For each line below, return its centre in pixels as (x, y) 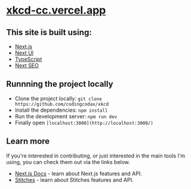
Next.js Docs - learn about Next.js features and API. (78, 174)
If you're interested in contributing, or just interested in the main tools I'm (96, 156)
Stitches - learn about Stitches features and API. (74, 179)
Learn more (28, 141)
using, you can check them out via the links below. (68, 162)
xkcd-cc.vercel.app (56, 10)
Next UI (24, 53)
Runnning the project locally (60, 84)
